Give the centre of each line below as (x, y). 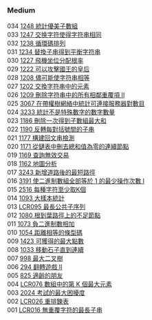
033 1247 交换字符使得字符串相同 (54, 35)
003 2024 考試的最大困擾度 (46, 293)
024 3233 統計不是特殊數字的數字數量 (61, 112)
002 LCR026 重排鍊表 (38, 301)
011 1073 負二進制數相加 (41, 224)
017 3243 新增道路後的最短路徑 (51, 172)
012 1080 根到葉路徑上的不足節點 (54, 215)
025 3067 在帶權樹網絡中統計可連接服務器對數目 (76, 104)
